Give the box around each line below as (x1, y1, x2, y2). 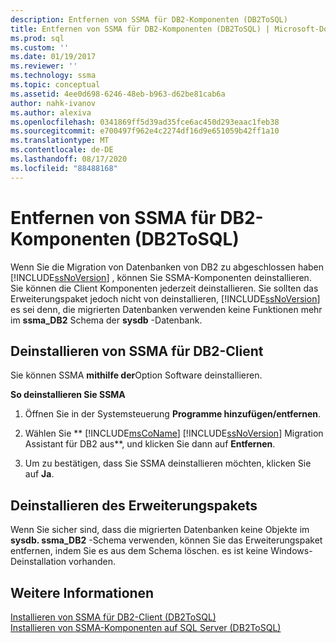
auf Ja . (24, 468, 55, 480)
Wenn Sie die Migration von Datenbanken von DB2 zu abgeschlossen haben (10, 261, 325, 273)
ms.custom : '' (10, 42, 70, 53)
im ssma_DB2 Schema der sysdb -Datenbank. (10, 314, 203, 326)
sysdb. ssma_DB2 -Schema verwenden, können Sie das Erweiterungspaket (10, 534, 323, 546)
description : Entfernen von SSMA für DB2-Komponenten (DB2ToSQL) (10, 14, 288, 25)
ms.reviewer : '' (10, 61, 78, 71)
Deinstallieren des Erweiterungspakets (10, 497, 258, 514)
